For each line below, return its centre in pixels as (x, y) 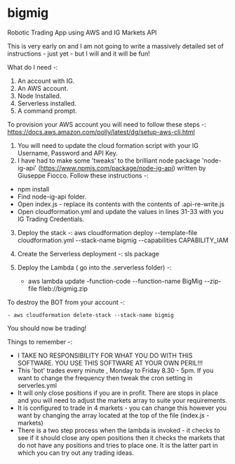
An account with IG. (46, 81)
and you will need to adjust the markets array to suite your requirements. (122, 400)
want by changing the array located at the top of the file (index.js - (113, 415)
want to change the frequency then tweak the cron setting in (105, 377)
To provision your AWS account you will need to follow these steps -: (107, 124)
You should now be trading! (47, 328)
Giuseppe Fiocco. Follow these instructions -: (83, 175)
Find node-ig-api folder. (52, 196)
